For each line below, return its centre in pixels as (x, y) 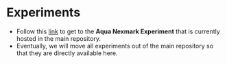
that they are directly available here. (67, 53)
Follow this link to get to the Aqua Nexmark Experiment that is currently (118, 31)
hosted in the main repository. (58, 38)
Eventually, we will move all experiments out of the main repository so (115, 46)
